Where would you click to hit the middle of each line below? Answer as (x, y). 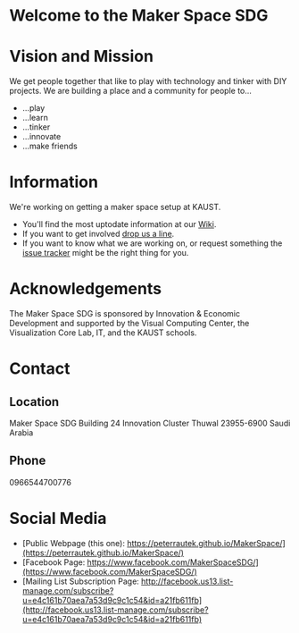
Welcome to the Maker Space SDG (139, 16)
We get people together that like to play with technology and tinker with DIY (148, 81)
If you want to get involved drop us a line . (98, 234)
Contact (40, 369)
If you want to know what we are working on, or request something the (152, 243)
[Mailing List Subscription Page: (81, 581)
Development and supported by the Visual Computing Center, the (129, 323)
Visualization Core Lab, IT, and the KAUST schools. (103, 333)
